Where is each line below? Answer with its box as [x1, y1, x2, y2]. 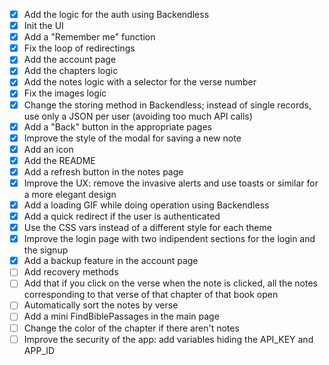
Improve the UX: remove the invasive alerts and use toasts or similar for [23, 177, 319, 189]
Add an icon [23, 143, 74, 155]
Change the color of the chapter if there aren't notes [23, 322, 240, 334]
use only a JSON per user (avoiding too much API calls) [23, 110, 253, 122]
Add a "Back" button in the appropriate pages [23, 120, 212, 133]
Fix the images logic [23, 87, 107, 99]
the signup [23, 244, 69, 256]
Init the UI [23, 20, 64, 32]
